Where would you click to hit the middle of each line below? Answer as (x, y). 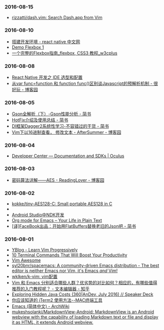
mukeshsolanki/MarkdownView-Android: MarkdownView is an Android (83, 312)
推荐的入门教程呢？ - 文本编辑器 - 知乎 (51, 289)
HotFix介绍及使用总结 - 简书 (40, 120)
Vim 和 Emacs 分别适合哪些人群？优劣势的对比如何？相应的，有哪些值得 (84, 283)
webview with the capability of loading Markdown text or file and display (85, 317)
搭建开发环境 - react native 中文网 (46, 41)
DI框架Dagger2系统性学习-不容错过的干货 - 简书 (60, 126)
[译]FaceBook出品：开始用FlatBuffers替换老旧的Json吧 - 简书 (74, 226)
